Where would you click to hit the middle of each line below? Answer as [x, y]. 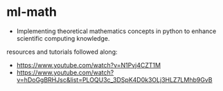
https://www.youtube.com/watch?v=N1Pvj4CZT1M [88, 65]
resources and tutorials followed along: [62, 52]
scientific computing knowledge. [63, 38]
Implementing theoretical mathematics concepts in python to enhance [116, 31]
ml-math [32, 12]
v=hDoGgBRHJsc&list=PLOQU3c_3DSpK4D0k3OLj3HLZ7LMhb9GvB [114, 79]
